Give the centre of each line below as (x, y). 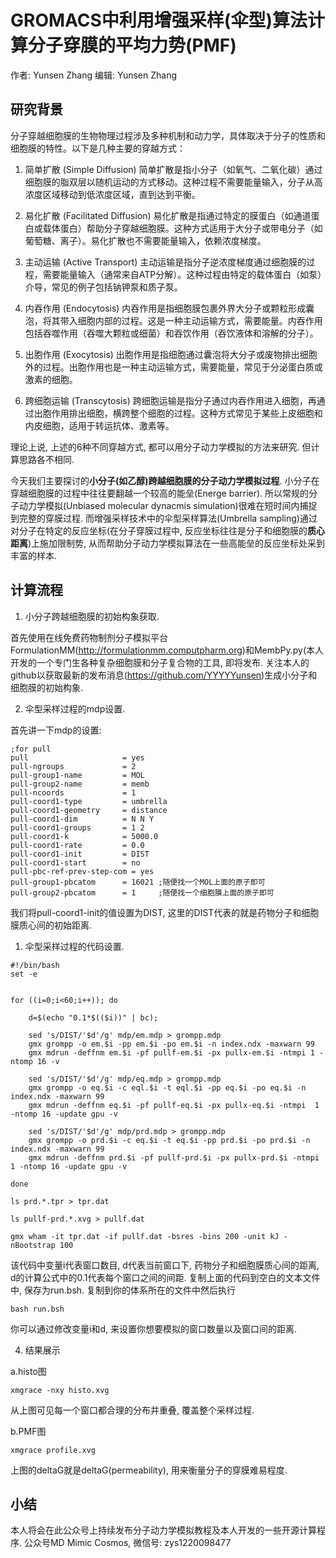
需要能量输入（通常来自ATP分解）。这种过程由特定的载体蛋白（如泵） (182, 274)
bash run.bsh (37, 1309)
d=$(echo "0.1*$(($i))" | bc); (93, 1017)
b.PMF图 (28, 1431)
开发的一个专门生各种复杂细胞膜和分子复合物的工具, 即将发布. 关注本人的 (160, 662)
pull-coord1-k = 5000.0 (84, 836)
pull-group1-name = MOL (77, 775)
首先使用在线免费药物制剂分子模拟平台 (89, 637)
